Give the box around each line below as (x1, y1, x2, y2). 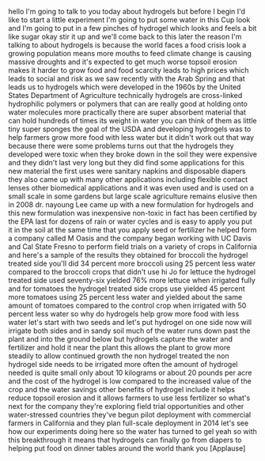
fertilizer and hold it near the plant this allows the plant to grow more (8, 343, 231, 352)
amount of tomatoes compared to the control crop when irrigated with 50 (8, 300, 247, 310)
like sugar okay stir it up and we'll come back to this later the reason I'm (8, 32, 242, 41)
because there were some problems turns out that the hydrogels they (8, 142, 235, 150)
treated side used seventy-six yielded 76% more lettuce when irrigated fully (8, 276, 256, 285)
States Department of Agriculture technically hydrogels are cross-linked (8, 91, 243, 100)
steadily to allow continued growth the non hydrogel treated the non (8, 351, 229, 361)
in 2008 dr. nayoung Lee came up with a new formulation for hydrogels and (8, 200, 254, 209)
